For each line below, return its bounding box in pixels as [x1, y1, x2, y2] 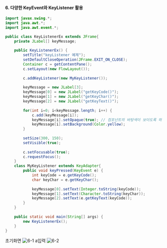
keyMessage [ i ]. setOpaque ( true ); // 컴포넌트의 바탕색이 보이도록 [31, 117, 157, 122]
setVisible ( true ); [23, 140, 61, 145]
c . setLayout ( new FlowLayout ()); [23, 66, 90, 72]
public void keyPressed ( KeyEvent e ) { [23, 168, 103, 173]
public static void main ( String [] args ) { [14, 214, 103, 219]
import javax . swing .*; [5, 16, 52, 21]
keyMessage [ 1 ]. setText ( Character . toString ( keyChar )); [31, 191, 146, 196]
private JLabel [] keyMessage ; [14, 39, 77, 44]
